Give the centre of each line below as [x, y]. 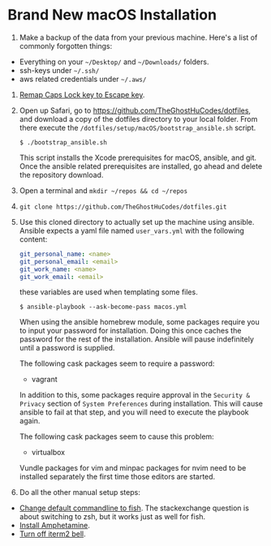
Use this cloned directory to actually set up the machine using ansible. [137, 221]
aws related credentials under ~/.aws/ [83, 79]
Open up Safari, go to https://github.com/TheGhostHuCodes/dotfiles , [135, 110]
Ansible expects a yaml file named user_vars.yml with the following [132, 230]
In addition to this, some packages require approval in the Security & [135, 395]
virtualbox [48, 453]
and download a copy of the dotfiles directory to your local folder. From [138, 118]
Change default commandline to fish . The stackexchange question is [134, 508]
